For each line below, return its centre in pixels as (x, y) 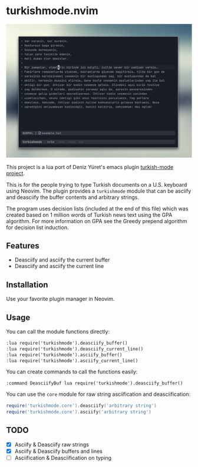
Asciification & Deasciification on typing (63, 458)
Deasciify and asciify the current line (59, 266)
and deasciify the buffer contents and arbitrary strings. (73, 197)
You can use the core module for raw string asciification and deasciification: (98, 394)
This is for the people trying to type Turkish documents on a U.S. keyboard (97, 184)
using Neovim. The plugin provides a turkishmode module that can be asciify (99, 191)
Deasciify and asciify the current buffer (62, 260)
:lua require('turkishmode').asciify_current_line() (72, 361)
